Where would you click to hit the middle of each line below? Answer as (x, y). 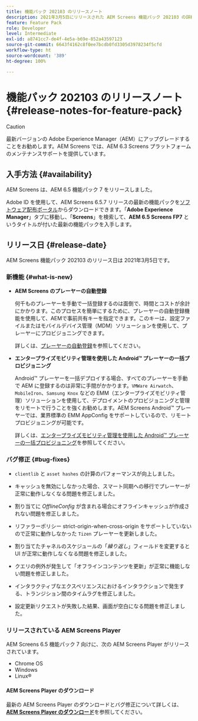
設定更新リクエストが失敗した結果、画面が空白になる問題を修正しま (97, 606)
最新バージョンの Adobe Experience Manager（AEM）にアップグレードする (98, 139)
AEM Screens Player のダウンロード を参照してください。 (76, 712)
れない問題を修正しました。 (48, 513)
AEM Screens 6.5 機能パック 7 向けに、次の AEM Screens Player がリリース (98, 644)
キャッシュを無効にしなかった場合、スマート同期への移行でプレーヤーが (102, 486)
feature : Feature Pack (34, 22)
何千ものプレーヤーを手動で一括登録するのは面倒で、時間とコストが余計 (102, 304)
